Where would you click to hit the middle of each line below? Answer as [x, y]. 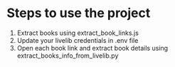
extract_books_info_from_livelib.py [68, 56]
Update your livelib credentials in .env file [78, 40]
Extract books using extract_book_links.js [78, 33]
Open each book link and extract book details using [92, 48]
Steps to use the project [79, 13]
